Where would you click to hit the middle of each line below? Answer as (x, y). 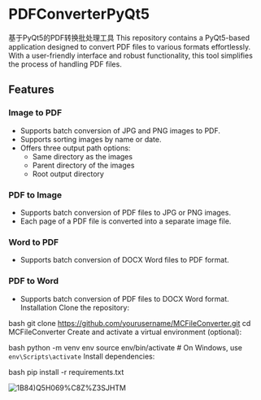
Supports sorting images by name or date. (91, 139)
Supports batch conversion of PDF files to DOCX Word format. (124, 298)
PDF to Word (34, 281)
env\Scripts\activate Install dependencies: (82, 356)
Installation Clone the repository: (75, 307)
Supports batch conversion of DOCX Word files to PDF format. (124, 260)
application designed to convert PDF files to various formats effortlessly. (129, 46)
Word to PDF (34, 242)
